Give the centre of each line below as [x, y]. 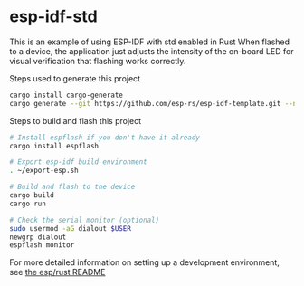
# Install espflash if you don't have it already [105, 138]
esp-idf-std [53, 17]
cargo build [32, 195]
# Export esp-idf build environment [78, 162]
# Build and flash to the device [72, 187]
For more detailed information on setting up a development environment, [145, 262]
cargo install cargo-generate [66, 95]
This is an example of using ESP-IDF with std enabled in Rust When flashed [150, 42]
